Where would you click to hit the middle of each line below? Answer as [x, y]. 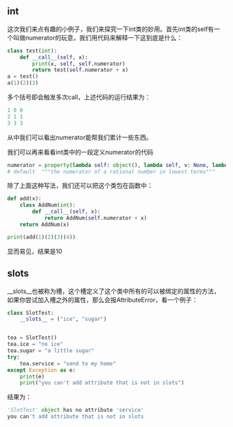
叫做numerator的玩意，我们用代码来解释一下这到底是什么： [98, 37]
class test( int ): [32, 51]
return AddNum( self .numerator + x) [96, 218]
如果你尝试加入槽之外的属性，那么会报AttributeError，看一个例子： [103, 299]
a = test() [23, 77]
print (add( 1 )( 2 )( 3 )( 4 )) [42, 237]
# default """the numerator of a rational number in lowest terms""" [111, 172]
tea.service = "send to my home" [68, 363]
